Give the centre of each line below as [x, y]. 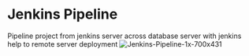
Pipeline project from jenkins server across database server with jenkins [124, 36]
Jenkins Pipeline [63, 14]
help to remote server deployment [63, 44]
